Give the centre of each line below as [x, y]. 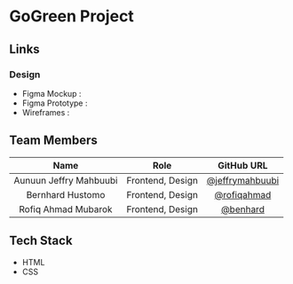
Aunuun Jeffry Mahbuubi [66, 180]
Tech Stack [41, 241]
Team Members [53, 141]
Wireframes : [46, 112]
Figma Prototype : [55, 103]
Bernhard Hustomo [66, 194]
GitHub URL [242, 165]
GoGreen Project [72, 16]
